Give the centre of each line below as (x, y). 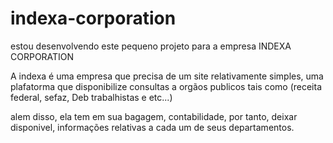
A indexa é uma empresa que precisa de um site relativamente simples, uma (167, 76)
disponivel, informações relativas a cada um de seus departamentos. (152, 127)
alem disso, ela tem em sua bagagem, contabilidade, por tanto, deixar (154, 116)
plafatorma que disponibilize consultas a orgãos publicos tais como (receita (166, 86)
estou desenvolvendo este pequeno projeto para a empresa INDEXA (151, 46)
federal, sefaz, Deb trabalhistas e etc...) (91, 97)
